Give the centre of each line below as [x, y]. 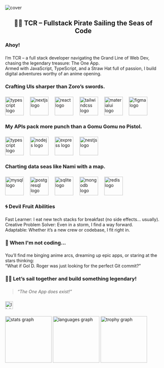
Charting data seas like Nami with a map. [55, 166]
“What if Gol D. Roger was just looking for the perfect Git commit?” [73, 266]
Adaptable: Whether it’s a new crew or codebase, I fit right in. [68, 230]
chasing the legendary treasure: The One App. [53, 63]
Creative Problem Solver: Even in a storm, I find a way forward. [69, 224]
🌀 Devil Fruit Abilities [30, 206]
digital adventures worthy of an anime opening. [53, 74]
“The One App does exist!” [45, 292]
